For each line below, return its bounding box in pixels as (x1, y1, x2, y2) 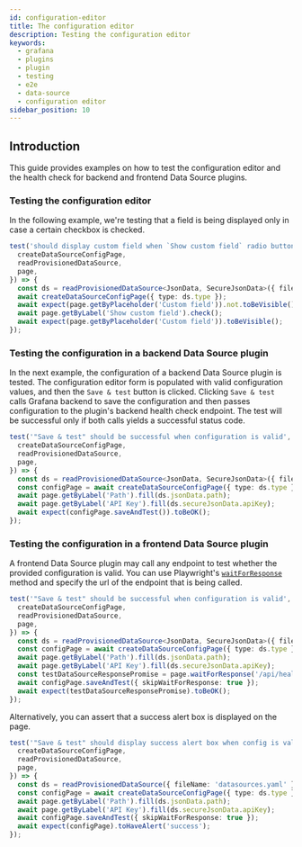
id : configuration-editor (9, 13, 106, 23)
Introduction (9, 139, 81, 154)
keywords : (9, 38, 47, 48)
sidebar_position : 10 (9, 105, 91, 114)
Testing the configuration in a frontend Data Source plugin (9, 537, 269, 550)
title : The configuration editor (9, 22, 135, 31)
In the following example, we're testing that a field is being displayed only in (9, 215, 289, 226)
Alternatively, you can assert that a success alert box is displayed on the (9, 711, 277, 722)
